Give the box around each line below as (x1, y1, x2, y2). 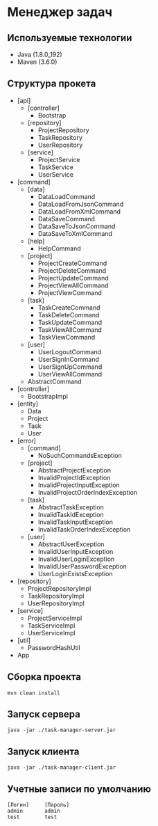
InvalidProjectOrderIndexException (37, 488, 137, 496)
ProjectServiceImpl (27, 614, 82, 622)
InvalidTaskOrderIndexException (37, 525, 131, 533)
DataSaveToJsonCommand (37, 222, 116, 230)
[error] (17, 436, 37, 445)
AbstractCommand (27, 377, 82, 386)
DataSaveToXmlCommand (37, 229, 113, 237)
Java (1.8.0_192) (17, 50, 62, 58)
